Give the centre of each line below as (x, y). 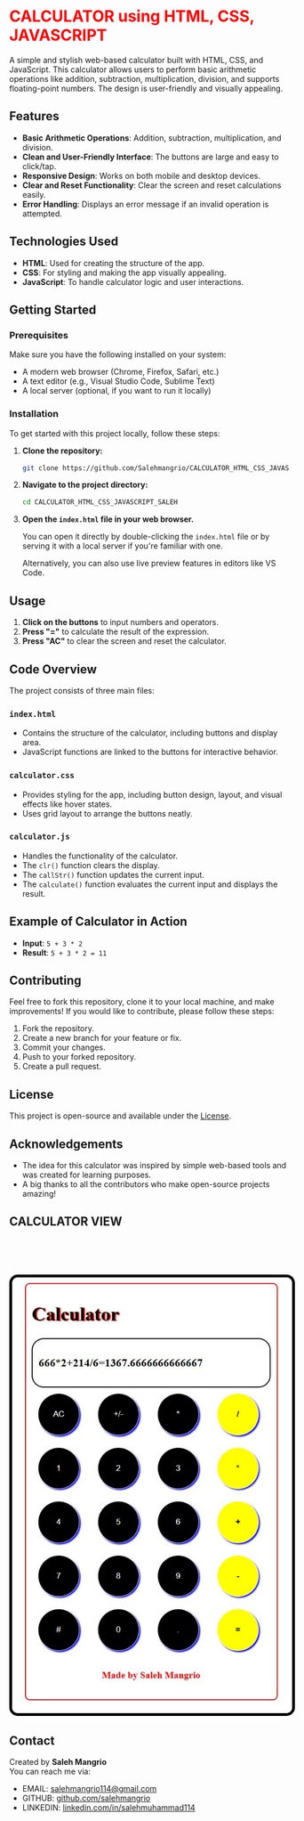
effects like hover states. (67, 804)
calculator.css (42, 776)
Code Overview (53, 669)
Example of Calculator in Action (99, 922)
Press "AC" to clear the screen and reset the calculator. (124, 641)
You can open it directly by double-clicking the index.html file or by (146, 537)
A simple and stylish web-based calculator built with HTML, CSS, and (136, 60)
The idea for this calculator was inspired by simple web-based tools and (154, 1166)
